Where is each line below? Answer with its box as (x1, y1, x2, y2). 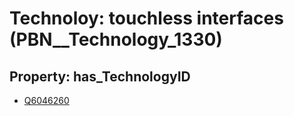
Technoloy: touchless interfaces (9, 7, 284, 30)
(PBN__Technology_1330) (9, 28, 223, 51)
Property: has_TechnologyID (9, 68, 191, 85)
